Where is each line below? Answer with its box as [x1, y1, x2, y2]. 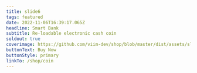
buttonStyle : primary [6, 52, 59, 58]
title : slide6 [6, 8, 41, 15]
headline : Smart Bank [6, 25, 59, 31]
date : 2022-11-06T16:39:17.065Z [6, 19, 85, 25]
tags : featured [6, 14, 43, 20]
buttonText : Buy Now [6, 47, 57, 53]
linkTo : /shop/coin [6, 58, 54, 64]
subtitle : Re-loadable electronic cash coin [6, 31, 117, 36]
